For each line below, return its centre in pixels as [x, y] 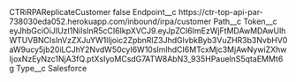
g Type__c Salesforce [48, 68]
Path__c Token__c [245, 21]
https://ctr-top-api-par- [220, 12]
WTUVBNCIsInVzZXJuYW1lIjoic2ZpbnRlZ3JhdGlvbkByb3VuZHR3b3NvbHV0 [148, 40]
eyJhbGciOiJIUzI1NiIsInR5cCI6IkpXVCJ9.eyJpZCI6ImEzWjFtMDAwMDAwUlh [148, 31]
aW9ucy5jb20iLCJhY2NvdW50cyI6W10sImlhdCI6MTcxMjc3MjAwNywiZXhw [148, 49]
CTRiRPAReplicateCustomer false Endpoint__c [93, 12]
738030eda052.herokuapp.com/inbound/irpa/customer [110, 21]
